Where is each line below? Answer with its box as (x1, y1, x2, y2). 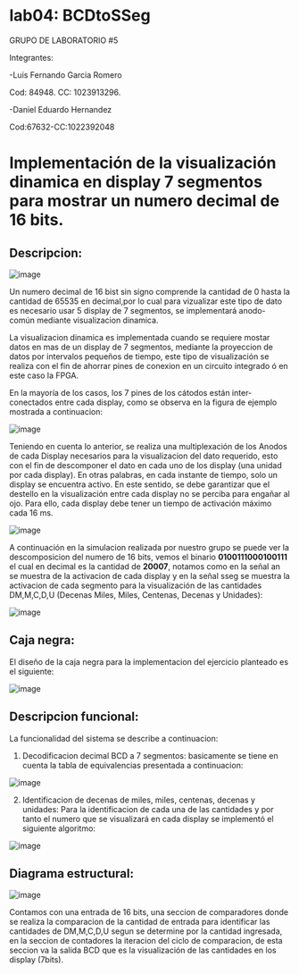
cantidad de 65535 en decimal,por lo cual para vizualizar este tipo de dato (9, 296, 283, 306)
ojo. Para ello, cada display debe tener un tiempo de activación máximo (9, 498, 272, 508)
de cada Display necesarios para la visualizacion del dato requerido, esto (9, 450, 278, 461)
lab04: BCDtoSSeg (9, 5, 151, 26)
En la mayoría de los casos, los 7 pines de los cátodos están (9, 387, 230, 398)
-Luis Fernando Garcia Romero (9, 69, 122, 80)
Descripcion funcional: (9, 710, 139, 725)
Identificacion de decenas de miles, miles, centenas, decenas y (21, 794, 256, 805)
